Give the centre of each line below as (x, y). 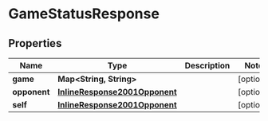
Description (207, 66)
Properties (35, 43)
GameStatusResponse (84, 14)
